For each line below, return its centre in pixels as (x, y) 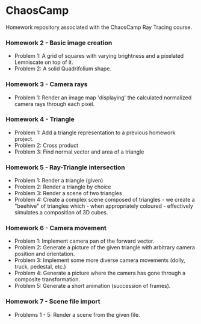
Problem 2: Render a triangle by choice (63, 187)
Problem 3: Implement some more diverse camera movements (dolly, (100, 260)
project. (24, 139)
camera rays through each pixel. (54, 104)
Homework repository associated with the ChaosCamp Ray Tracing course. (99, 27)
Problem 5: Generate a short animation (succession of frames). (92, 286)
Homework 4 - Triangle (40, 119)
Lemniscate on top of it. (44, 62)
